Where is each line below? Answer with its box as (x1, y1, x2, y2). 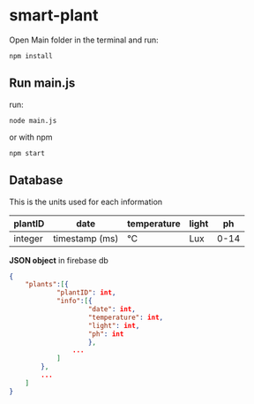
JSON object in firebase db (9, 255, 108, 265)
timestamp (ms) (52, 232, 119, 244)
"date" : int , (87, 305, 137, 314)
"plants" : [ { (25, 280, 69, 289)
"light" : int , (87, 321, 140, 330)
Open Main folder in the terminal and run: (9, 34, 159, 45)
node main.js (9, 116, 57, 125)
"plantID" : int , (56, 288, 116, 297)
